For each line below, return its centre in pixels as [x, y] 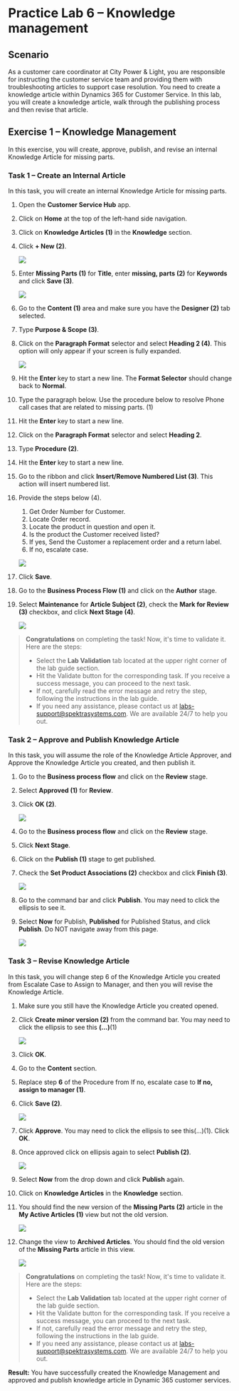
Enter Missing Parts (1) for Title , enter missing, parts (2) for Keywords [123, 273]
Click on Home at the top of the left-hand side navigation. [102, 218]
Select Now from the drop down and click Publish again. [101, 1179]
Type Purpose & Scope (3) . [58, 330]
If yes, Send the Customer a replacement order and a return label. [126, 542]
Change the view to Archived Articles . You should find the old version [121, 1241]
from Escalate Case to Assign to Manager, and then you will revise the [111, 984]
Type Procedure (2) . [48, 449]
